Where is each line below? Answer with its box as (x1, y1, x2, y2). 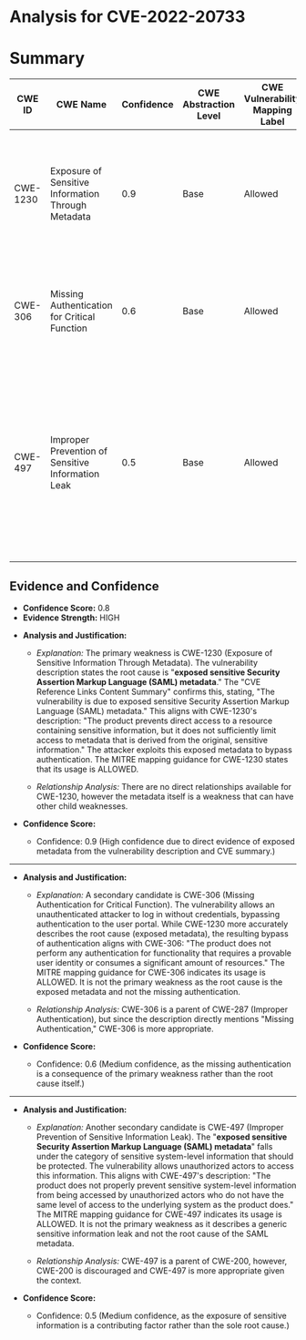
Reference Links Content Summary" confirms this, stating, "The (36, 686, 276, 697)
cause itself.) (36, 1078, 85, 1089)
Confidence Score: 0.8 (22, 602, 110, 613)
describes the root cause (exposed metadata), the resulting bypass (36, 927, 289, 939)
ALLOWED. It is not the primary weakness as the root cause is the (36, 977, 283, 987)
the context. (36, 1274, 82, 1285)
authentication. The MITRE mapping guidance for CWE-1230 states (36, 753, 289, 764)
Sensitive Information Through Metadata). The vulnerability (36, 657, 258, 668)
